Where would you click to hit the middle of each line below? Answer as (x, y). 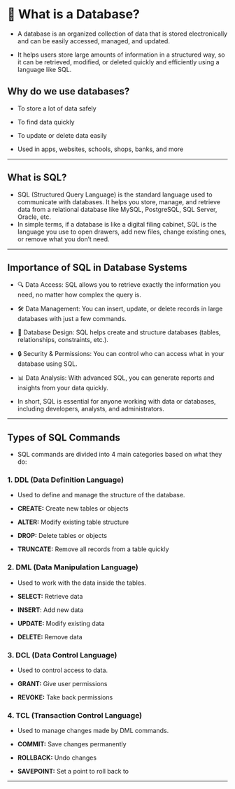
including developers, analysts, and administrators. (91, 409)
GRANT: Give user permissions (62, 684)
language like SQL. (44, 69)
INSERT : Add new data (50, 610)
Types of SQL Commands (64, 438)
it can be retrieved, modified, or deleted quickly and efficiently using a (118, 62)
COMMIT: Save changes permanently (72, 744)
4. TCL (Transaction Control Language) (74, 715)
